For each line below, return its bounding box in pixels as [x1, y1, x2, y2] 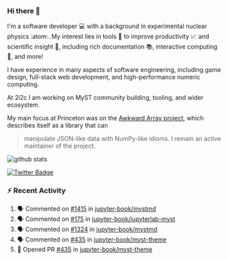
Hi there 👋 [7, 6, 41, 16]
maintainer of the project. [23, 142, 96, 150]
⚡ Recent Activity [7, 186, 66, 196]
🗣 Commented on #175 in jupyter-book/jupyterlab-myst [16, 215, 176, 223]
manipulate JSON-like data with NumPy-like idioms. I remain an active [23, 135, 221, 143]
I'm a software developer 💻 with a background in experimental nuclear [7, 22, 207, 30]
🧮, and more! [7, 53, 43, 61]
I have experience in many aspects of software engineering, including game [7, 66, 221, 74]
